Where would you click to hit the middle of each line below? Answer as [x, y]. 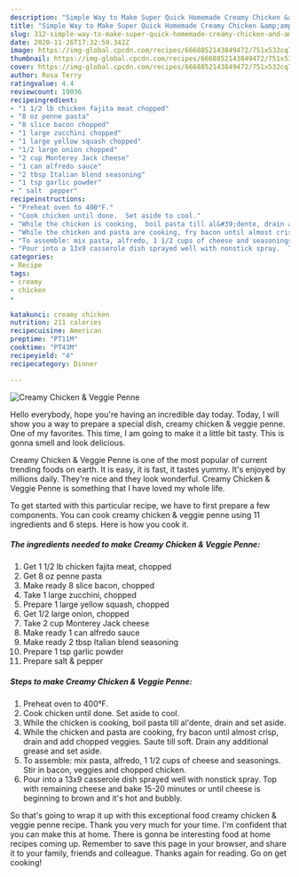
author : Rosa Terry [46, 76]
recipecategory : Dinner [54, 364]
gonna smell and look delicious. [68, 442]
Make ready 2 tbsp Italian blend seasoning [101, 642]
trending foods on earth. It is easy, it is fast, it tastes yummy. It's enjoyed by [148, 469]
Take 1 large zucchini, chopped [79, 595]
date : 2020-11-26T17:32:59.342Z [70, 42]
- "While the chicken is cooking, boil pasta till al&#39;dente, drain [147, 224]
